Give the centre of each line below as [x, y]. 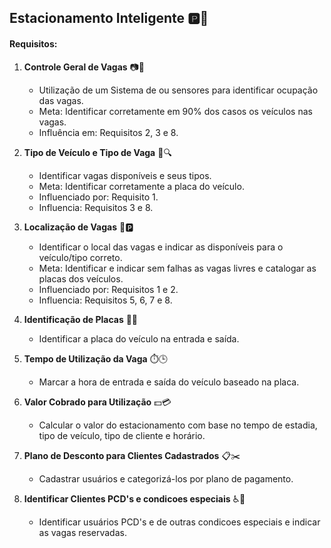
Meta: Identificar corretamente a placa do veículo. [141, 186]
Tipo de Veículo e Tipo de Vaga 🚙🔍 [97, 152]
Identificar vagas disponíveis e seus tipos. [125, 175]
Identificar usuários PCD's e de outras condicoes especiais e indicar [179, 522]
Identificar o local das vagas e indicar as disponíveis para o [161, 247]
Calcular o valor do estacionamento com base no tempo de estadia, [178, 425]
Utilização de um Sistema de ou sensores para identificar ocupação [178, 90]
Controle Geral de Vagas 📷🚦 [84, 67]
